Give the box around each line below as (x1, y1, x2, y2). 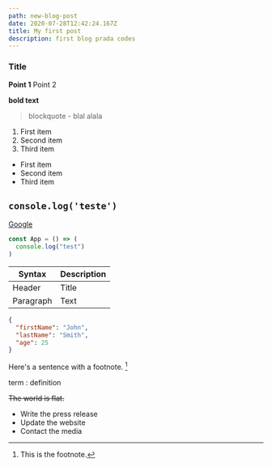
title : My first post (8, 27, 82, 35)
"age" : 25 (15, 338, 49, 346)
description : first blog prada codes (8, 34, 136, 43)
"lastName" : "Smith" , (15, 331, 89, 339)
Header (12, 282, 41, 293)
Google (8, 219, 33, 229)
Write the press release (19, 410, 99, 419)
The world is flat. (8, 393, 65, 403)
